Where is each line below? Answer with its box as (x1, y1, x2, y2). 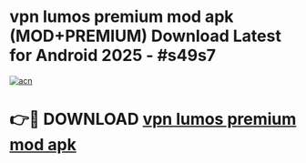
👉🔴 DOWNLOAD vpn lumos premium (9, 109, 297, 129)
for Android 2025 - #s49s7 (9, 46, 217, 66)
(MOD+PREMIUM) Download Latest (9, 25, 282, 46)
